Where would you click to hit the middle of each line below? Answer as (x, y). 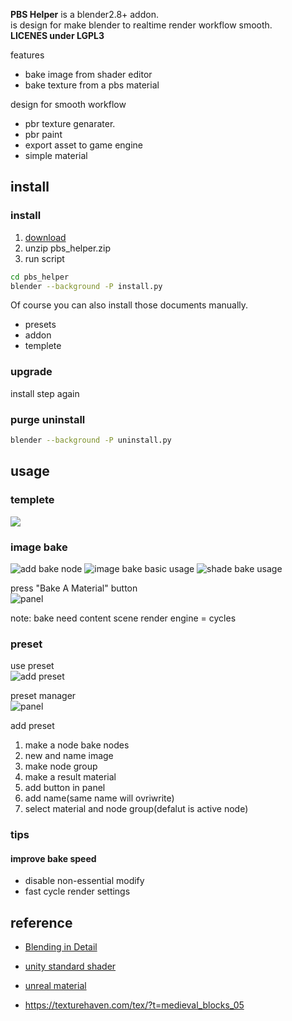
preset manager (43, 696)
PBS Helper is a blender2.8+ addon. (84, 14)
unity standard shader (70, 966)
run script (44, 258)
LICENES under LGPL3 (57, 35)
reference (41, 922)
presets (40, 325)
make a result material (70, 777)
